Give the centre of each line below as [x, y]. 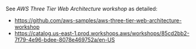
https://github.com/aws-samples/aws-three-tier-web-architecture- [98, 20]
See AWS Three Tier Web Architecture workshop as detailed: [82, 9]
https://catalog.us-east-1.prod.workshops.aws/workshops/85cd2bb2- [102, 33]
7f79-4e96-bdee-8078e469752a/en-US [65, 40]
